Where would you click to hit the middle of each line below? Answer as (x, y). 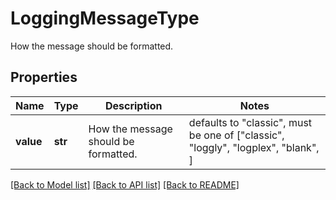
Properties (44, 77)
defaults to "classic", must (250, 122)
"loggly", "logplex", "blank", (254, 147)
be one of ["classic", (236, 135)
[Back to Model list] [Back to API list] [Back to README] (125, 184)
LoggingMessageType (105, 18)
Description (133, 105)
